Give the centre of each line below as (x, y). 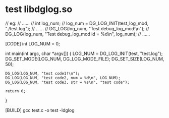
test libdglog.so (39, 9)
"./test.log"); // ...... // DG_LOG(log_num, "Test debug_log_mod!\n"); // (77, 28)
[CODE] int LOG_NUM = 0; (33, 43)
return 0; (16, 91)
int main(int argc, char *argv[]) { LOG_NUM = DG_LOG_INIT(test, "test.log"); (84, 53)
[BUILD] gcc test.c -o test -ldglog (40, 110)
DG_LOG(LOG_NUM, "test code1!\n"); (43, 73)
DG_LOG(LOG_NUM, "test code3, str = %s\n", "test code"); (67, 82)
